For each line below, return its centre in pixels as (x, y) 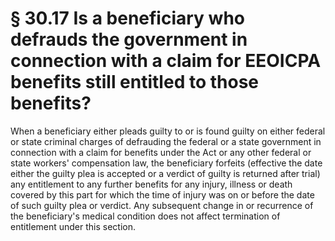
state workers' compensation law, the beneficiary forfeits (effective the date (166, 163)
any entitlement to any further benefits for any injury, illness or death (151, 184)
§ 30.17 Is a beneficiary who (128, 18)
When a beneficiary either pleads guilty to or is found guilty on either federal (168, 131)
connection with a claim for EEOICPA (166, 61)
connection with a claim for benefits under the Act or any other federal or (161, 152)
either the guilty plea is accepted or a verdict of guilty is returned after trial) (165, 173)
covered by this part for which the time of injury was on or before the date (162, 194)
